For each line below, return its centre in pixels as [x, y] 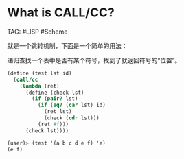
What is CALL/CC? [61, 13]
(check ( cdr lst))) [71, 118]
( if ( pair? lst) [55, 99]
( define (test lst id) [39, 73]
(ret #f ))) [53, 124]
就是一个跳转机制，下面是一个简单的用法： [67, 45]
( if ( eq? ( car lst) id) [72, 105]
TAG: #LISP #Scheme [37, 32]
